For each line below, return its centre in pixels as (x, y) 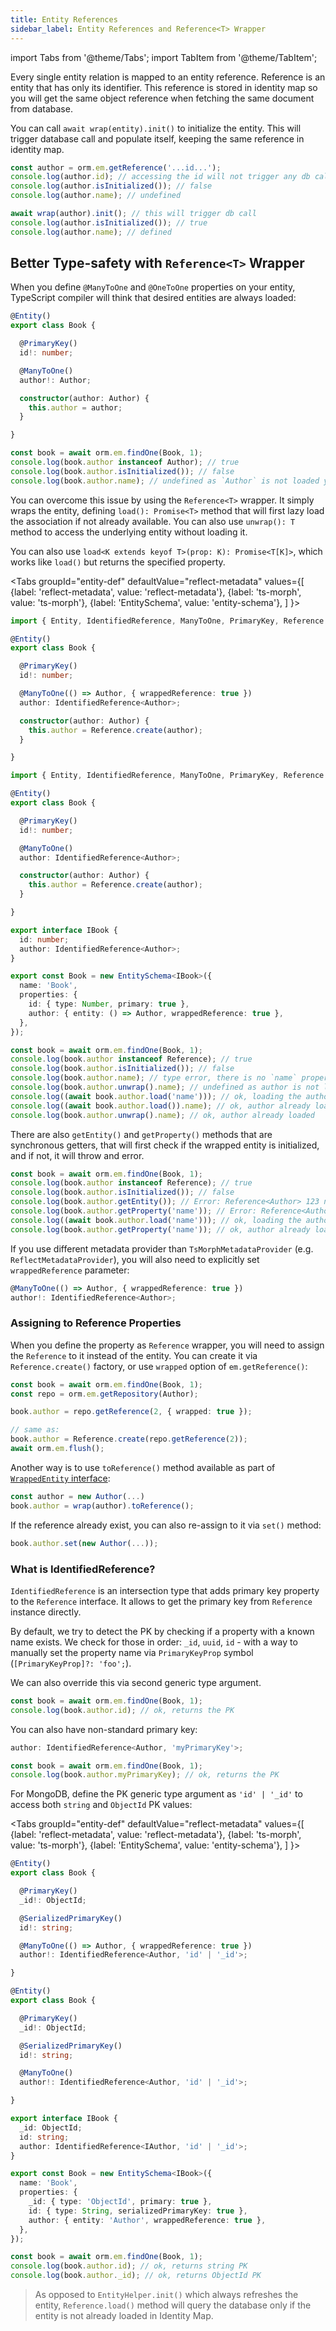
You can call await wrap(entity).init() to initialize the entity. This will (156, 128)
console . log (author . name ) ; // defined (91, 232)
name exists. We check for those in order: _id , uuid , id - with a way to (154, 1642)
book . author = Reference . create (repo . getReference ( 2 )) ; (129, 1439)
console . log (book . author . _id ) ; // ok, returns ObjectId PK (136, 2276)
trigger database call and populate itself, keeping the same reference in (157, 138)
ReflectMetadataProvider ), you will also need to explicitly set (135, 1259)
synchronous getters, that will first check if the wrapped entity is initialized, (165, 1145)
